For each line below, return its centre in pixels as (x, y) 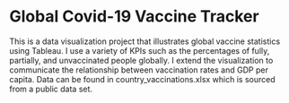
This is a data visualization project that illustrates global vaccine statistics (145, 41)
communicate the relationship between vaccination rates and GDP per (139, 70)
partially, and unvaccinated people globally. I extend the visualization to (141, 60)
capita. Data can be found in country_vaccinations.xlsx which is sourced (142, 79)
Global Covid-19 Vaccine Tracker (134, 17)
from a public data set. (51, 89)
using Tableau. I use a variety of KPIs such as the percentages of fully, (140, 50)
